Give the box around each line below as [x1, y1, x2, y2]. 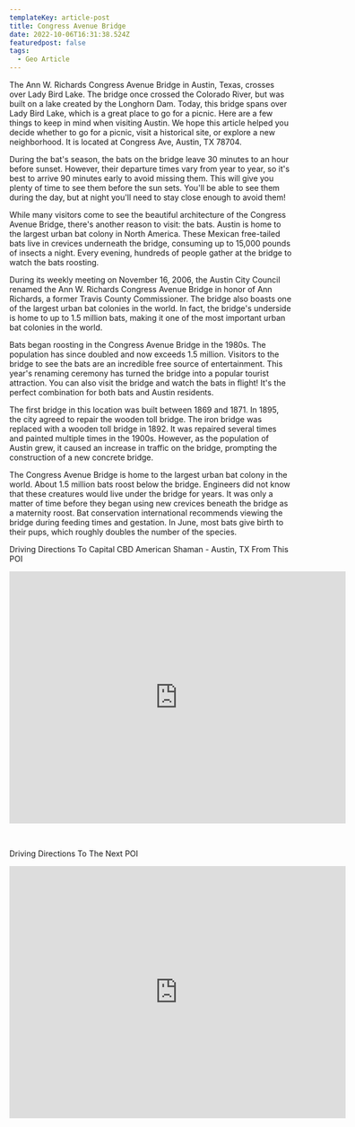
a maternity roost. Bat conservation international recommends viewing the [9, 507, 283, 518]
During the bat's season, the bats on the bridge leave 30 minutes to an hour [9, 154, 290, 164]
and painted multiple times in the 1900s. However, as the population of [9, 433, 269, 444]
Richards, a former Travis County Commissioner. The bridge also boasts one [9, 293, 292, 304]
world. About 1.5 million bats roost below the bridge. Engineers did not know [9, 479, 291, 490]
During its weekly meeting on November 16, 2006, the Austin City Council [9, 274, 281, 285]
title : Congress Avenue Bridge [9, 22, 126, 30]
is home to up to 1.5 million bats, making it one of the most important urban [9, 313, 286, 323]
